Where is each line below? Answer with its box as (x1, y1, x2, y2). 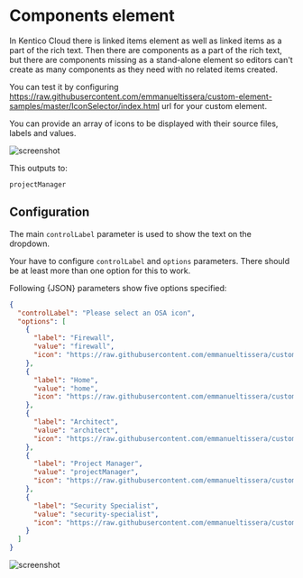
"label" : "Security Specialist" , (32, 501, 160, 510)
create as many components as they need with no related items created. (9, 64, 278, 75)
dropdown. (9, 238, 50, 249)
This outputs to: (9, 162, 68, 173)
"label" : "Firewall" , (32, 334, 115, 343)
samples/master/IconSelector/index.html (9, 100, 161, 111)
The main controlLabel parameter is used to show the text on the (9, 228, 252, 239)
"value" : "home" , (32, 384, 99, 393)
